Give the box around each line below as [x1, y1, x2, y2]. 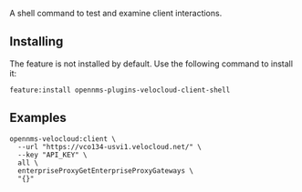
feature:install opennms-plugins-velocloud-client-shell [9, 86, 231, 95]
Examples [9, 110, 67, 126]
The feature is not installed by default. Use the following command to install [9, 58, 294, 69]
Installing [9, 34, 64, 49]
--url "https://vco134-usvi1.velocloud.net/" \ [17, 142, 203, 151]
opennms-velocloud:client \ [9, 134, 117, 144]
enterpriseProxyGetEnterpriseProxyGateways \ [17, 166, 194, 176]
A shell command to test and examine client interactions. [9, 8, 223, 18]
